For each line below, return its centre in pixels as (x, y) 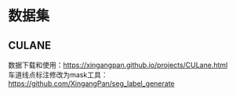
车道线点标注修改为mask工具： (58, 75)
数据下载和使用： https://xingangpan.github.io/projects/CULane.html (118, 65)
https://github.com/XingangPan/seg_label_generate (91, 84)
